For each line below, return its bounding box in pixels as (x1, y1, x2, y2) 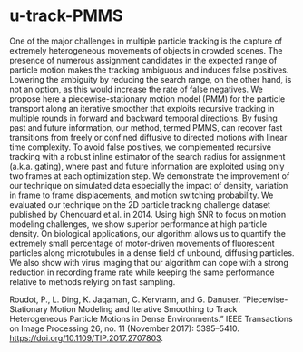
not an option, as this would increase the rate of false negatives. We (9, 83, 263, 94)
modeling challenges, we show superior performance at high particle (9, 219, 268, 230)
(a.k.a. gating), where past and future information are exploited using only (9, 161, 285, 171)
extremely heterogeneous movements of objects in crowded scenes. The (9, 44, 283, 55)
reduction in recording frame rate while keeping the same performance (9, 267, 275, 278)
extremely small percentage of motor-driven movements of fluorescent (9, 238, 275, 249)
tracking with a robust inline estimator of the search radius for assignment (9, 151, 286, 161)
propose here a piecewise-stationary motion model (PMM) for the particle (9, 93, 286, 104)
